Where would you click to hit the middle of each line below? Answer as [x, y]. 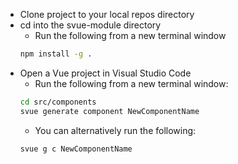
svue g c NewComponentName [76, 149]
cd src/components [58, 102]
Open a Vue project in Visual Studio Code [105, 73]
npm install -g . [56, 54]
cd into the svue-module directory [90, 25]
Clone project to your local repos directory [107, 14]
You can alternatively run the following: [115, 130]
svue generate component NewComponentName [109, 111]
